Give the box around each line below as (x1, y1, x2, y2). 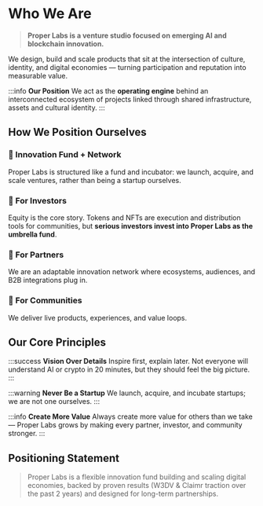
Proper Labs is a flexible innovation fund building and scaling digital (27, 472, 247, 482)
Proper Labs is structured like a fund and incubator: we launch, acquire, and (8, 167, 254, 177)
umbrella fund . (8, 229, 57, 239)
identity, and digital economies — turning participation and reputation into (8, 62, 247, 71)
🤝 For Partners (8, 249, 64, 260)
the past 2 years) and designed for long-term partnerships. (27, 489, 219, 499)
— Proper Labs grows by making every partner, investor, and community (8, 420, 243, 430)
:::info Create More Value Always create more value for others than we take (8, 412, 254, 421)
